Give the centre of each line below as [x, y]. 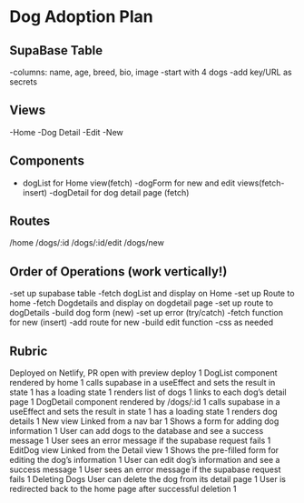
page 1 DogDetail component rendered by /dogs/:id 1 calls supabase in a [145, 402]
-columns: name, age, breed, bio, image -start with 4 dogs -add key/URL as [151, 72]
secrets [24, 82]
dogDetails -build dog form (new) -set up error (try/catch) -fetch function [147, 313]
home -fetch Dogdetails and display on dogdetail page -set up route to [142, 303]
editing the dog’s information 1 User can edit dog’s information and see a [145, 460]
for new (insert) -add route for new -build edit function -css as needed [142, 322]
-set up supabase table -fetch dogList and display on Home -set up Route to [152, 294]
